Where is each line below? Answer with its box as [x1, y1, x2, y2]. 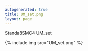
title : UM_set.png [5, 12, 43, 17]
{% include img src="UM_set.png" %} [5, 40, 83, 46]
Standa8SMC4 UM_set [5, 30, 52, 36]
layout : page [5, 16, 32, 21]
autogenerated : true [5, 7, 48, 12]
